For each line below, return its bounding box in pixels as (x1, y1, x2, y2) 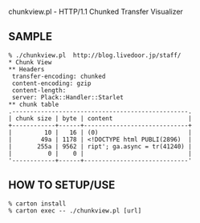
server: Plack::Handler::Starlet (11, 93, 124, 101)
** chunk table (8, 100, 59, 108)
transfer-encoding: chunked (11, 72, 106, 80)
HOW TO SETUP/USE (8, 178, 116, 192)
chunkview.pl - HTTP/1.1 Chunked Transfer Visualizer (8, 7, 183, 16)
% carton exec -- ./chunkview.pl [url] (8, 206, 142, 215)
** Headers (8, 65, 45, 73)
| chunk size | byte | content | (8, 114, 193, 123)
